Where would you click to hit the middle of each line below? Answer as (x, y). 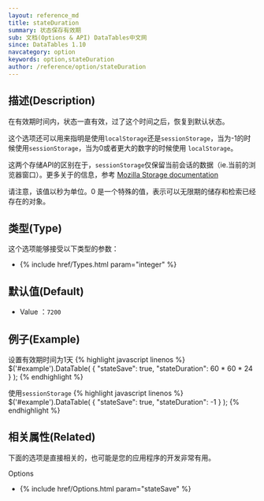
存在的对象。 (29, 201)
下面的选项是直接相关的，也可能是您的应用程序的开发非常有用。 (112, 458)
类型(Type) (35, 228)
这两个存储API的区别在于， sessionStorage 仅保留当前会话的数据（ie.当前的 (129, 165)
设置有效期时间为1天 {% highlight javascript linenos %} (97, 359)
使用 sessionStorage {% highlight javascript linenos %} (96, 393)
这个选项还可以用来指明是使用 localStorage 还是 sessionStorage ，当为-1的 (126, 138)
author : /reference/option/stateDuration (77, 67)
